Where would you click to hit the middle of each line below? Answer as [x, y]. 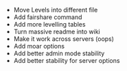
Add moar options [39, 46]
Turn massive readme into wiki [57, 31]
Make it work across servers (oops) [64, 39]
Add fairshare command [48, 17]
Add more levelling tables [49, 24]
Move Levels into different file [56, 10]
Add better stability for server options [67, 60]
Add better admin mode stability [59, 53]
